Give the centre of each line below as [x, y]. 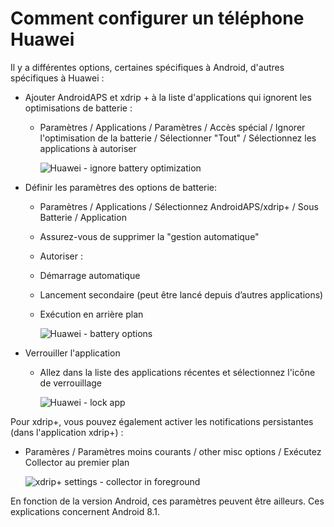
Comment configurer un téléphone [157, 18]
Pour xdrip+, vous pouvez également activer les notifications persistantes [162, 421]
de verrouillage [71, 383]
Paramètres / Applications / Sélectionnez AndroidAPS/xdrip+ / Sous [179, 206]
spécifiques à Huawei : [57, 78]
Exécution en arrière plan [91, 314]
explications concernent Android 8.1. [85, 511]
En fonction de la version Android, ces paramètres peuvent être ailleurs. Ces [167, 501]
